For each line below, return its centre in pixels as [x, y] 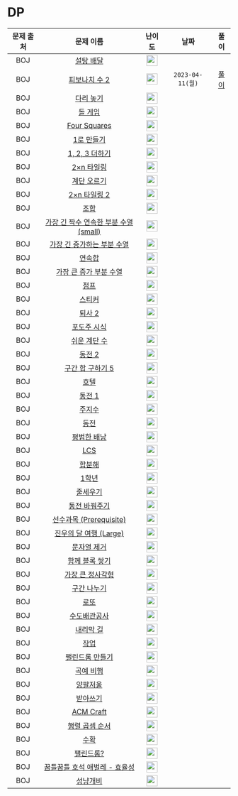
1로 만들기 [89, 140]
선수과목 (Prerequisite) [89, 520]
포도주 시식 [89, 327]
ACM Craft [89, 712]
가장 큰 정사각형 [89, 574]
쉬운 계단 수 [89, 341]
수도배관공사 [89, 616]
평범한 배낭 [89, 437]
